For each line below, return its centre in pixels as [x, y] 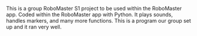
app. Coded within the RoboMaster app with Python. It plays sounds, [89, 15]
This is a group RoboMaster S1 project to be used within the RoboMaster [94, 8]
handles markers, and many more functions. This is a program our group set [99, 21]
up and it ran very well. [34, 27]
